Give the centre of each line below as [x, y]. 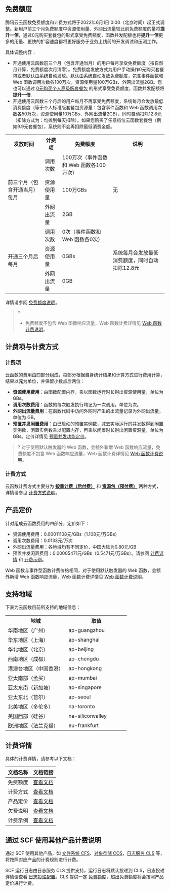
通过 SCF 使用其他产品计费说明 [53, 840]
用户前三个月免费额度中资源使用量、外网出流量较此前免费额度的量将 [89, 28]
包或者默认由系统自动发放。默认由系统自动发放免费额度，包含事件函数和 [88, 76]
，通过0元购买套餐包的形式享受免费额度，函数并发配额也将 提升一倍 [89, 35]
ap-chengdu [84, 659]
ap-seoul [80, 697]
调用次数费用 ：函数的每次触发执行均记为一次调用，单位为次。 [77, 404]
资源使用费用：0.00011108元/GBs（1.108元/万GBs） [66, 534]
